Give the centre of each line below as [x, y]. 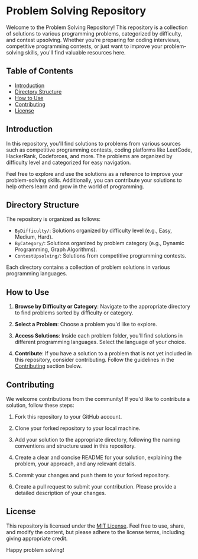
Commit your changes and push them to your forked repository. [92, 475]
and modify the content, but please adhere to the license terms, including [95, 532]
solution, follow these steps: [40, 405]
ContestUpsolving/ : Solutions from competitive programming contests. [100, 256]
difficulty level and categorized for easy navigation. [69, 162]
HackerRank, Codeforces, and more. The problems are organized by [89, 156]
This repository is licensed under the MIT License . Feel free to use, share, [96, 526]
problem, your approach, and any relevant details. [75, 464]
